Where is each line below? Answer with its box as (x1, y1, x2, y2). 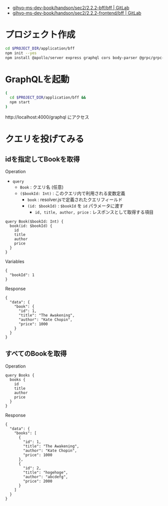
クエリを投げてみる (5, 133, 84, 145)
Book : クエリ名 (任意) (19, 184, 64, 190)
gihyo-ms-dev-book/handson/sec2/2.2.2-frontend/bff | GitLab (12, 10, 141, 16)
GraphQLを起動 (5, 73, 69, 85)
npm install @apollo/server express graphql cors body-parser (5, 55, 137, 60)
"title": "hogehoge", (23, 470, 68, 475)
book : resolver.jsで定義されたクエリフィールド (27, 196, 123, 202)
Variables (5, 258, 24, 264)
